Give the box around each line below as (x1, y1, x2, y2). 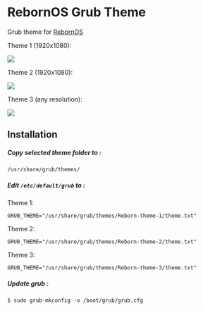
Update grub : (7, 279, 49, 288)
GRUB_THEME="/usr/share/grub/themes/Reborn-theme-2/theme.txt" (7, 238, 197, 245)
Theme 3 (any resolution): (7, 94, 82, 103)
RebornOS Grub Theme (7, 4, 147, 20)
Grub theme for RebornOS (7, 28, 83, 36)
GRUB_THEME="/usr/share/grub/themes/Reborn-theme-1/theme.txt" (7, 212, 197, 219)
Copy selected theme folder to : (7, 148, 102, 157)
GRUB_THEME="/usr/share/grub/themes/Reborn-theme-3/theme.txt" (7, 264, 197, 272)
